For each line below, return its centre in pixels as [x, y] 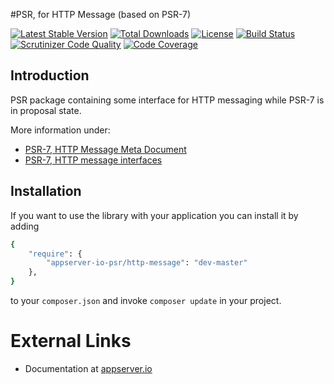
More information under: [60, 130]
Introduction [50, 75]
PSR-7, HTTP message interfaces [93, 160]
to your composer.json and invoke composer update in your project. [146, 300]
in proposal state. [46, 110]
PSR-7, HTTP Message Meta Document [105, 149]
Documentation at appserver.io [88, 368]
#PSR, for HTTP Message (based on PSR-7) [101, 14]
